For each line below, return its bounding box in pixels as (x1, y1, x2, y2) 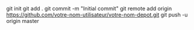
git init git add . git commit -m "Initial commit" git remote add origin (6, 5, 172, 12)
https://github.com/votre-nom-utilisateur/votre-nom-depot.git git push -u (6, 11, 188, 18)
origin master (6, 18, 39, 24)
